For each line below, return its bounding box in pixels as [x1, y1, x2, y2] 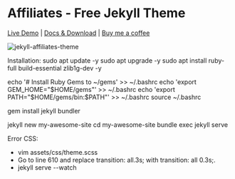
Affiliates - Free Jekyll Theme [7, 5, 186, 21]
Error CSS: [7, 134, 38, 143]
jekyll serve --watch [17, 163, 77, 172]
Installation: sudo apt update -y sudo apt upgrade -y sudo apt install [7, 56, 207, 65]
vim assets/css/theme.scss [17, 148, 98, 156]
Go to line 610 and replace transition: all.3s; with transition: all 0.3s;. [17, 155, 216, 164]
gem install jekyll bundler [7, 106, 80, 115]
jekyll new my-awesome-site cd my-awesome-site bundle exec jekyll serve [7, 120, 229, 129]
